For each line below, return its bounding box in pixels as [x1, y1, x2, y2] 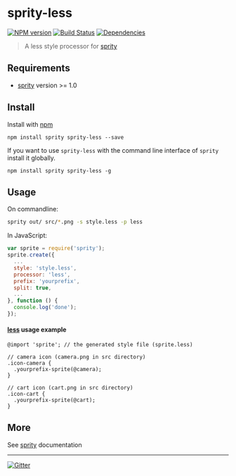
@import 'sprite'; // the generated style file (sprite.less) [7, 342, 193, 349]
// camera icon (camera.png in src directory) [7, 353, 146, 361]
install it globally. [7, 154, 56, 162]
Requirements [7, 62, 70, 75]
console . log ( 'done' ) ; [13, 304, 77, 311]
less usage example [7, 325, 67, 334]
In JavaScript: [7, 231, 48, 240]
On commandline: [7, 205, 58, 213]
